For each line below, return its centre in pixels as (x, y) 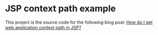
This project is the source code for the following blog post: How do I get (79, 22)
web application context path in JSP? (43, 27)
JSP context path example (61, 9)
